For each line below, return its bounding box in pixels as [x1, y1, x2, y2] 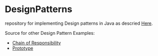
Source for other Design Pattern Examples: [5, 30, 95, 36]
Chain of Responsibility [12, 39, 61, 46]
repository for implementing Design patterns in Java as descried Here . [5, 20, 153, 26]
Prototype [12, 45, 34, 51]
